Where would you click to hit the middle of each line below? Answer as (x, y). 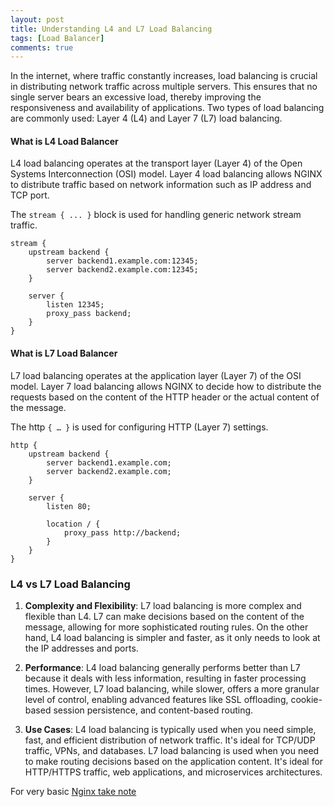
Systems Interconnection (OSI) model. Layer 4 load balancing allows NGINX (166, 174)
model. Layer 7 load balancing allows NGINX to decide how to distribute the (166, 386)
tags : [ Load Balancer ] (57, 38)
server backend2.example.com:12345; (122, 270)
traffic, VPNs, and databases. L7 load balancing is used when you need (172, 750)
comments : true (42, 47)
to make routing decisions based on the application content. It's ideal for (174, 761)
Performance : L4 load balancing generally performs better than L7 (162, 667)
